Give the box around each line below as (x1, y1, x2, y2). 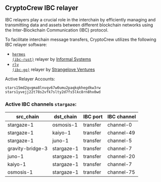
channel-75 (107, 169, 135, 176)
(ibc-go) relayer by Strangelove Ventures (12, 66, 96, 72)
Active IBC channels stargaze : (5, 100, 77, 107)
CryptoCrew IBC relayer (5, 4, 79, 12)
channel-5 (107, 137, 132, 144)
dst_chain (54, 114, 77, 120)
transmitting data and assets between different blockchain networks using (5, 22, 153, 28)
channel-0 (107, 121, 132, 128)
